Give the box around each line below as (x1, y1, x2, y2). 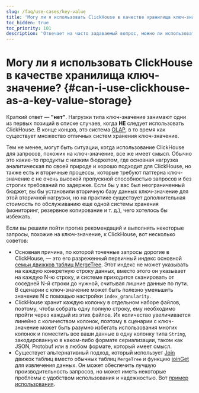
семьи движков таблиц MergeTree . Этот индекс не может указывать (14, 261, 189, 268)
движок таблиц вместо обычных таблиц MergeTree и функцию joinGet (14, 356, 190, 363)
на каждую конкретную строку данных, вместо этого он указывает (14, 268, 187, 275)
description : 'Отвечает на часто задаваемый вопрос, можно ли (6, 31, 163, 37)
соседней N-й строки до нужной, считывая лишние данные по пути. (14, 280, 188, 287)
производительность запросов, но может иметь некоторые (14, 368, 166, 375)
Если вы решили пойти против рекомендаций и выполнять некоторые (6, 224, 184, 231)
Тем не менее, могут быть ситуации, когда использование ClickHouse (6, 144, 185, 151)
